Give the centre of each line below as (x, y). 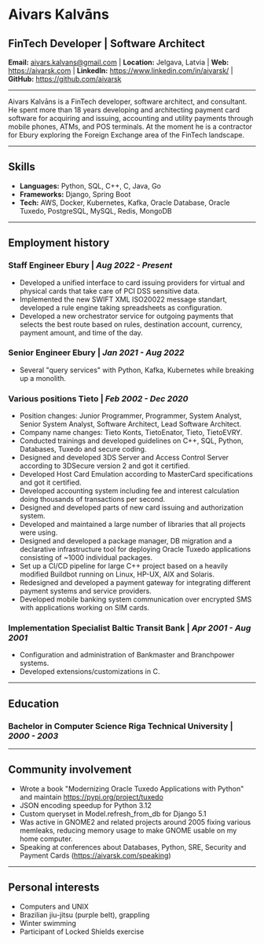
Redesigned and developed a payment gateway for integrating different (135, 583)
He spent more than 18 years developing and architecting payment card (124, 110)
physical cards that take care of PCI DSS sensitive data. (110, 291)
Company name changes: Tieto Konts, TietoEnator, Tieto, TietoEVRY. (131, 433)
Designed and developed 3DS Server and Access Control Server (124, 458)
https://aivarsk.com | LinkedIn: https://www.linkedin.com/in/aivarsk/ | (121, 71)
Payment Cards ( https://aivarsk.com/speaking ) (95, 855)
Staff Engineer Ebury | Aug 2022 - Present (90, 265)
